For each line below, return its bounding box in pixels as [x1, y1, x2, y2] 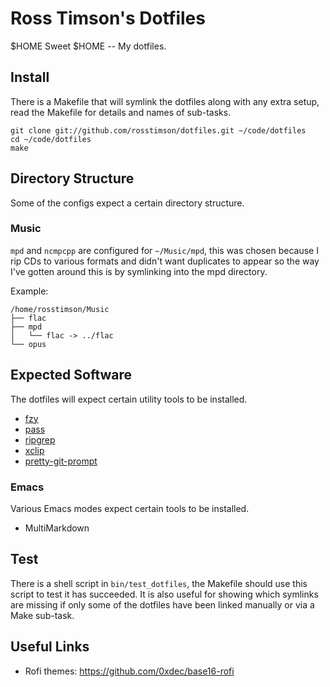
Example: [10, 285, 49, 297]
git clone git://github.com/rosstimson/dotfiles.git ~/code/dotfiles [10, 125, 307, 136]
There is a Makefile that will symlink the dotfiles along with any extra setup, [10, 95, 320, 107]
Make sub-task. [10, 609, 75, 621]
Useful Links [10, 638, 90, 656]
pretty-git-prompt [24, 455, 98, 467]
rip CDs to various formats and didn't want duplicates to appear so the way [10, 255, 320, 267]
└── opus [10, 339, 47, 349]
